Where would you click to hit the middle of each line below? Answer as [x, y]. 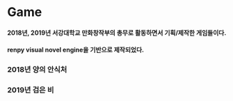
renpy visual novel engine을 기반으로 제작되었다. [76, 50]
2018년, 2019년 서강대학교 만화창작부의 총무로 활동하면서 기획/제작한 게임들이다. [117, 33]
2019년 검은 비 [31, 90]
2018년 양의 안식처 [37, 70]
